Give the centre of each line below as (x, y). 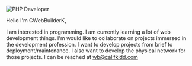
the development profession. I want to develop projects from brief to (89, 44)
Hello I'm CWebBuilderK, (36, 20)
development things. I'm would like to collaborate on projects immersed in (96, 38)
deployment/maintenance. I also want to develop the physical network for (96, 51)
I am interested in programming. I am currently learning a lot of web (88, 32)
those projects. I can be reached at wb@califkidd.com (72, 57)
